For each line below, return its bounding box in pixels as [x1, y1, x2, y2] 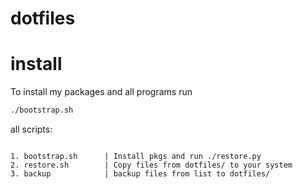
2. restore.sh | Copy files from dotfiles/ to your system [10, 160, 293, 170]
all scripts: [10, 123, 53, 135]
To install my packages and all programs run [10, 86, 193, 98]
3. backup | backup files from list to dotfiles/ [10, 169, 271, 179]
